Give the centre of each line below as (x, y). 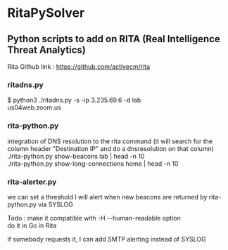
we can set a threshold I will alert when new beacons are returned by (107, 197)
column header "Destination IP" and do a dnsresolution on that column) (111, 148)
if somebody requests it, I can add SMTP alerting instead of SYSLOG (107, 239)
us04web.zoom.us (34, 107)
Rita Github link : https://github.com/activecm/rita (79, 67)
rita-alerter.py (32, 182)
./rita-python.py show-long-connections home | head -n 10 (93, 164)
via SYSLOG (56, 204)
